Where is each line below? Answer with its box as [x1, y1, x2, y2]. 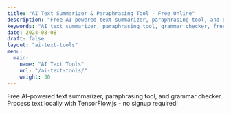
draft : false [7, 35, 45, 42]
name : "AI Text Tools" [19, 61, 85, 68]
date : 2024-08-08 [7, 29, 57, 36]
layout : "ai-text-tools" [7, 42, 78, 48]
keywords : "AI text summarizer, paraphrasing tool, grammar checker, [7, 23, 211, 29]
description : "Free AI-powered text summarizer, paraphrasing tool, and [7, 16, 220, 23]
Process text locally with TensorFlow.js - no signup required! [7, 100, 179, 108]
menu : [7, 48, 23, 55]
